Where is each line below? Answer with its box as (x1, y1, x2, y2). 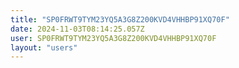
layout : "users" (10, 42, 78, 53)
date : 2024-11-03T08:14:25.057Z (10, 24, 145, 34)
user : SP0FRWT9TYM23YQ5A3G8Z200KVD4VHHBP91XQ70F (10, 33, 217, 43)
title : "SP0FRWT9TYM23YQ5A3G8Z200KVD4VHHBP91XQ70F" (10, 14, 230, 25)
